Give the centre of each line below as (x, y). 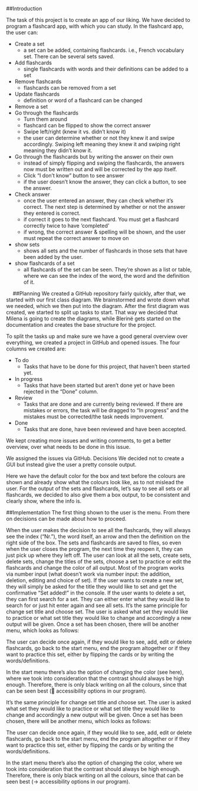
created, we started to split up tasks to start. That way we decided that (92, 312)
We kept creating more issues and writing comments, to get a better (89, 441)
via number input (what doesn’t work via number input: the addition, (88, 574)
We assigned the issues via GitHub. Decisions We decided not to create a (95, 458)
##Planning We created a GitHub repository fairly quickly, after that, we (99, 293)
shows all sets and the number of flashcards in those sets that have (105, 251)
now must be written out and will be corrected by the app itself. (100, 169)
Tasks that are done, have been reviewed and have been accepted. (105, 429)
